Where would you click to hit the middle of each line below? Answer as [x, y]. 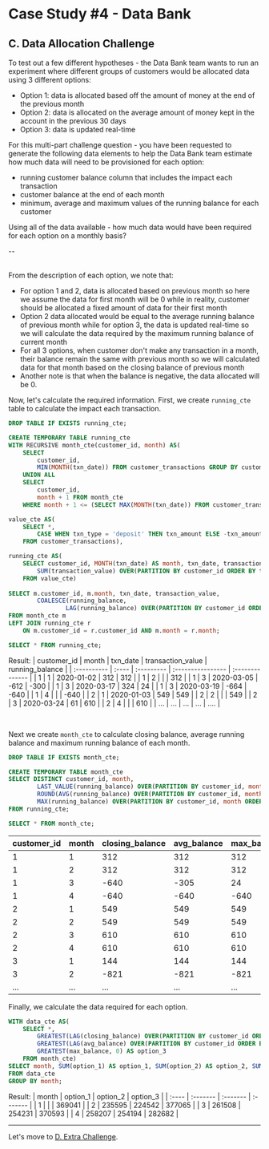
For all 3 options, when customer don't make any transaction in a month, [139, 350]
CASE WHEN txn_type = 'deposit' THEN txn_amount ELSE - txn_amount [150, 534]
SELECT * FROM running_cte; [55, 645]
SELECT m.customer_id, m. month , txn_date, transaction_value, [114, 593]
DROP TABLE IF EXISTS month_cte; [64, 757]
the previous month [52, 104]
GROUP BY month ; [35, 1081]
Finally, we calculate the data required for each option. [98, 1006]
